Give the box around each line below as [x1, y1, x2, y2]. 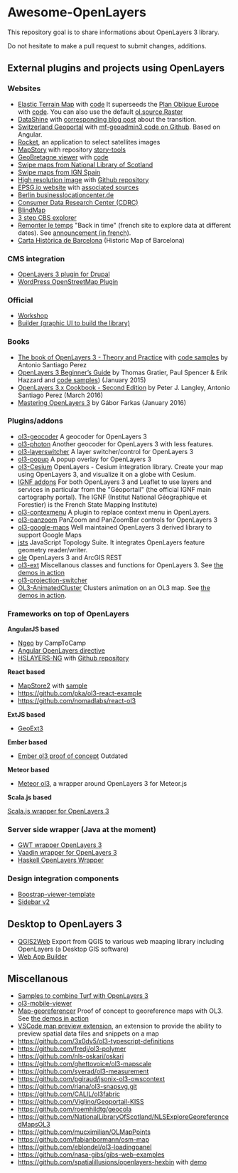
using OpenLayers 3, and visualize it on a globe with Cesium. [17, 470, 197, 478]
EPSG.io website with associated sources [17, 183, 139, 191]
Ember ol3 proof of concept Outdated [17, 752, 128, 760]
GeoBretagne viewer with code [17, 152, 109, 161]
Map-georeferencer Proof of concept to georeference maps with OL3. [17, 1006, 224, 1015]
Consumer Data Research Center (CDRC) [17, 198, 139, 206]
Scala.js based [7, 793, 52, 801]
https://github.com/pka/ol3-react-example [17, 689, 142, 698]
